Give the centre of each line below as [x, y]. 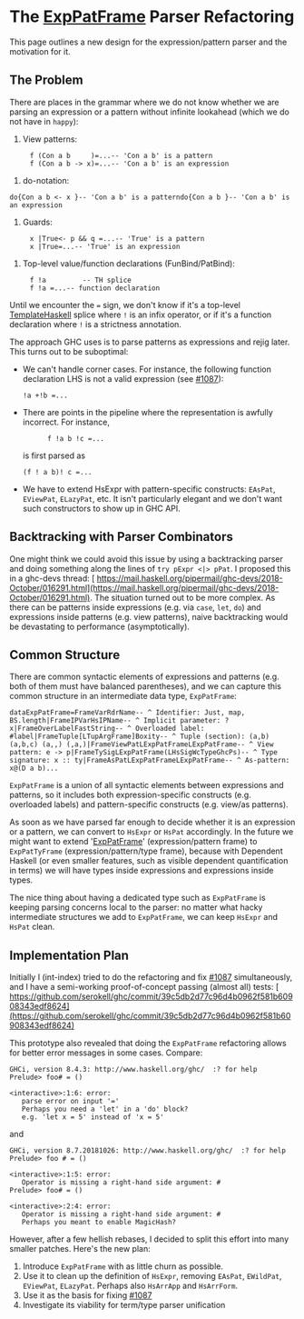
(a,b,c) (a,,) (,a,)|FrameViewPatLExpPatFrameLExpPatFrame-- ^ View [142, 744]
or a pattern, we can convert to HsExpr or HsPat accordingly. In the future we [152, 832]
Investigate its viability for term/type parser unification [124, 1305]
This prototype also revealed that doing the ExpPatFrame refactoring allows [148, 1044]
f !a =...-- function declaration [95, 288]
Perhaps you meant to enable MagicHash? [99, 1223]
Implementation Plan [69, 955]
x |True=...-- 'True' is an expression [105, 246]
